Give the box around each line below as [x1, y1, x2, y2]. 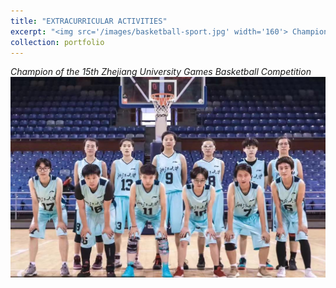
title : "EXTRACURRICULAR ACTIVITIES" [10, 16, 168, 26]
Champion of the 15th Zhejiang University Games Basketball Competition [10, 66, 312, 78]
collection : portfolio [10, 37, 105, 47]
